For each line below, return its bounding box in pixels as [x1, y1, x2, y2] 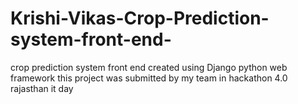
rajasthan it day [10, 82, 74, 94]
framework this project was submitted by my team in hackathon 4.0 [10, 72, 288, 84]
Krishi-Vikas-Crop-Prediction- [10, 7, 270, 30]
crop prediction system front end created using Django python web [10, 61, 288, 73]
